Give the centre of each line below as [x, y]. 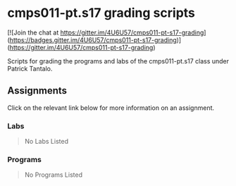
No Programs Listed [54, 175]
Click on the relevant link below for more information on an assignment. [111, 108]
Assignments [37, 91]
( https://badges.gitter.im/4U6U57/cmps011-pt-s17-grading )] [94, 39]
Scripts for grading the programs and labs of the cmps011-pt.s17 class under [118, 61]
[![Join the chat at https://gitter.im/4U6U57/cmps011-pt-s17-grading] [107, 32]
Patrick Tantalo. [30, 68]
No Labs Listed [46, 142]
